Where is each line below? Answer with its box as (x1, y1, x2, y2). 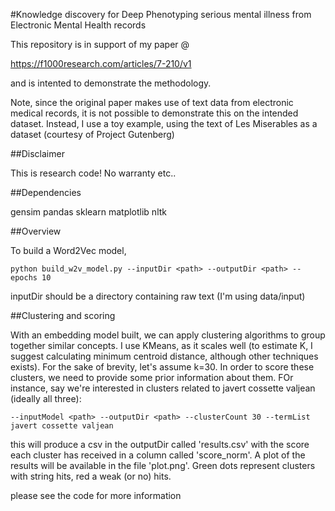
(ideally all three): (10, 393, 82, 404)
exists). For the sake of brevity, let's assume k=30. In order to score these (10, 361, 315, 373)
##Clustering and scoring (10, 310, 116, 321)
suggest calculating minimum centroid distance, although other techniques (10, 350, 319, 362)
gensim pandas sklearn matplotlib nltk (10, 206, 167, 218)
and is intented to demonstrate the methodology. (10, 77, 212, 89)
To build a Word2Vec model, (10, 245, 127, 256)
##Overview (10, 225, 62, 237)
